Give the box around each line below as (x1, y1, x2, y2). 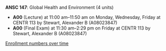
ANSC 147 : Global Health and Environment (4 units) (5, 5, 114, 10)
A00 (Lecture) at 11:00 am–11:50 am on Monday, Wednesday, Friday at (12, 14, 161, 20)
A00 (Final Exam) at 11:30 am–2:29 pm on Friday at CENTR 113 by (12, 25, 151, 31)
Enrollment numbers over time (5, 40, 69, 46)
